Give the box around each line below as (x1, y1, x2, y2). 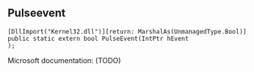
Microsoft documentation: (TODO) (7, 55, 121, 65)
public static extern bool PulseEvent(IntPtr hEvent (7, 34, 189, 42)
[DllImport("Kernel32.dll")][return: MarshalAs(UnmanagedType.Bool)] (7, 27, 248, 35)
